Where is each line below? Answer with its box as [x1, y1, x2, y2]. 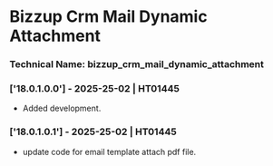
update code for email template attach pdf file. [22, 146, 197, 157]
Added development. [22, 103, 102, 114]
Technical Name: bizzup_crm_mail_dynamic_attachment [9, 58, 265, 71]
